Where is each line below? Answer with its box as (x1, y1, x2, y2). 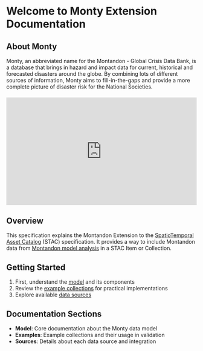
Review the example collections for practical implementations (14, 285, 168, 292)
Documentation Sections (6, 309, 102, 319)
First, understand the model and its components (14, 278, 135, 286)
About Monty (6, 41, 57, 52)
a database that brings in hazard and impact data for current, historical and (6, 64, 193, 71)
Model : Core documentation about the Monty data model (14, 324, 158, 332)
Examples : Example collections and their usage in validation (14, 331, 165, 338)
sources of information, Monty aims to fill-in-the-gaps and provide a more (6, 77, 190, 84)
